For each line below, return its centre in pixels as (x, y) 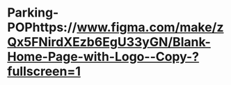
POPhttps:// (42, 27)
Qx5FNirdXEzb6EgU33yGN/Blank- (109, 42)
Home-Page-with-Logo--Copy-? (103, 57)
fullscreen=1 (44, 72)
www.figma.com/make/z (150, 27)
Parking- (33, 13)
